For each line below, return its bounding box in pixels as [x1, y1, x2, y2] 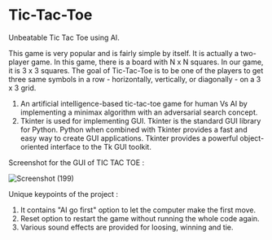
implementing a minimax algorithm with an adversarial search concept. [20, 107, 258, 117]
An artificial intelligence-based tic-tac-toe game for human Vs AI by [20, 98, 248, 108]
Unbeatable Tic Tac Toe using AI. [8, 33, 120, 42]
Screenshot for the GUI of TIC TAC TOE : [8, 157, 145, 168]
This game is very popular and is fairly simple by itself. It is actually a [8, 48, 239, 58]
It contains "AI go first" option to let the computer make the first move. [20, 205, 257, 215]
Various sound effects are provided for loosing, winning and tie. [20, 222, 234, 232]
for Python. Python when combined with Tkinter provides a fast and [20, 124, 248, 134]
